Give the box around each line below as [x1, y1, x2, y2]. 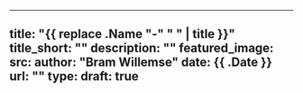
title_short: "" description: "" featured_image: [9, 41, 274, 56]
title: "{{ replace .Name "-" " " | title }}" [9, 26, 236, 42]
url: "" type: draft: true [9, 69, 140, 84]
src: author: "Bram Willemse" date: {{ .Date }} [9, 55, 272, 70]
